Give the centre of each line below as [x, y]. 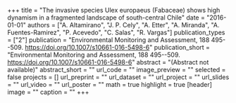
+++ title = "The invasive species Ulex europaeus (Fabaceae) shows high [114, 10]
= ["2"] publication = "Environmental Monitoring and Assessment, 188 [108, 40]
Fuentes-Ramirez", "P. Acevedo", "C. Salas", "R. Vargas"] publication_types [116, 32]
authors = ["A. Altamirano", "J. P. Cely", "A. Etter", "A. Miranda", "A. [123, 25]
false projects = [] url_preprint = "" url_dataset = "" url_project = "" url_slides [118, 77]
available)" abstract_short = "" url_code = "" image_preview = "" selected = [117, 70]
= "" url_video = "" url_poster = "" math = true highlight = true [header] [110, 84]
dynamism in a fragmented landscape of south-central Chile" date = [106, 18]
